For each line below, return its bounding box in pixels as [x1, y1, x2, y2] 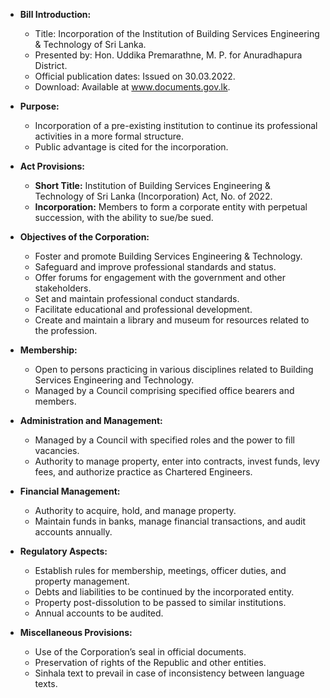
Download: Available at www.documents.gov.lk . [34, 81, 231, 93]
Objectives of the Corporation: [19, 231, 150, 243]
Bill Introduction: [19, 9, 92, 20]
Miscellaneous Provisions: [19, 627, 133, 638]
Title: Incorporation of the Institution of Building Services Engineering [34, 28, 320, 39]
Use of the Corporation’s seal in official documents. [34, 646, 247, 658]
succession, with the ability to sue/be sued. [34, 212, 214, 223]
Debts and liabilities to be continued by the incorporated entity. [34, 586, 295, 598]
